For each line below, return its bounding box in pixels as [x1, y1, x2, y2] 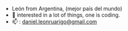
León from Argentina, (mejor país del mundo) [11, 5, 123, 12]
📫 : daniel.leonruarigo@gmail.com [11, 18, 97, 25]
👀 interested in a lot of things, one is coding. [11, 11, 120, 18]
